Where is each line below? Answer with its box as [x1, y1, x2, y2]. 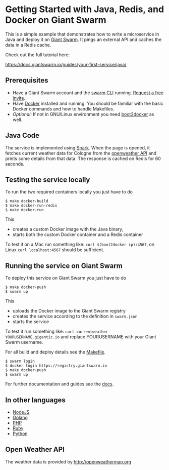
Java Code [5, 131, 39, 140]
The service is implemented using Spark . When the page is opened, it [5, 144, 150, 150]
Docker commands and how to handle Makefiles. [12, 105, 115, 112]
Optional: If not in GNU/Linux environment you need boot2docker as [12, 111, 154, 117]
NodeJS [12, 409, 30, 415]
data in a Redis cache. [5, 42, 51, 48]
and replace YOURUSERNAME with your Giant [60, 334, 156, 340]
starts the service [12, 319, 49, 325]
